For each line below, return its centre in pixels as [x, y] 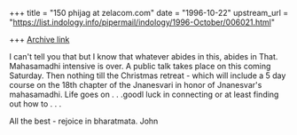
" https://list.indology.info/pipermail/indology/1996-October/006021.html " [142, 22]
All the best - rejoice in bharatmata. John [84, 121]
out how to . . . [35, 104]
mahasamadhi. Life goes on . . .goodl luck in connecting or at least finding [144, 94]
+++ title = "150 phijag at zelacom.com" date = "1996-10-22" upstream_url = [149, 13]
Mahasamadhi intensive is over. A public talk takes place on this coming [140, 66]
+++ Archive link [39, 40]
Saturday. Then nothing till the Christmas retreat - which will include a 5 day [148, 75]
